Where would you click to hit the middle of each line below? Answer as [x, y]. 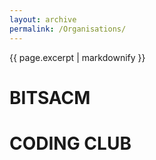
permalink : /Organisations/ [68, 29]
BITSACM [50, 97]
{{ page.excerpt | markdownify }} [77, 57]
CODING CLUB [70, 143]
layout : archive [43, 19]
